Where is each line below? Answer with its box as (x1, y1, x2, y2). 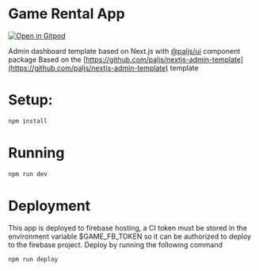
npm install (8, 116, 48, 125)
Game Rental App (8, 5, 125, 23)
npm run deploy (8, 255, 59, 263)
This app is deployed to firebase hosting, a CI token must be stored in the (8, 223, 248, 232)
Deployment (8, 197, 91, 215)
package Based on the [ (8, 55, 86, 64)
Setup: (8, 91, 53, 109)
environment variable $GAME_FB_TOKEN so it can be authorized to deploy (8, 231, 252, 241)
